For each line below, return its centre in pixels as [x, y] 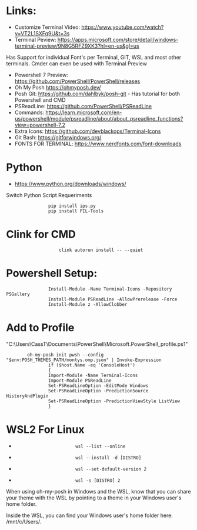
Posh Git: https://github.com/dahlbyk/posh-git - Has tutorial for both [97, 94]
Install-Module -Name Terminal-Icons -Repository [110, 289]
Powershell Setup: [52, 273]
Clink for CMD [41, 234]
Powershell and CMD [40, 100]
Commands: [29, 112]
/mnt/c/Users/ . [24, 521]
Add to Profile [40, 327]
